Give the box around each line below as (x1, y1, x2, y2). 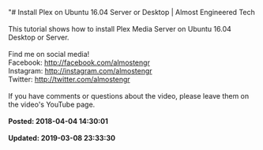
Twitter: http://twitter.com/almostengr (8, 75, 130, 84)
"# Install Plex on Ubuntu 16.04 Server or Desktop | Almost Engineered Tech (8, 8, 255, 17)
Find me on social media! (8, 50, 90, 58)
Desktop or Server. (8, 32, 70, 42)
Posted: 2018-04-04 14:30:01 (8, 117, 108, 126)
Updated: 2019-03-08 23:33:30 (8, 133, 116, 142)
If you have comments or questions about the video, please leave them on (8, 92, 250, 100)
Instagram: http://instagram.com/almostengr (8, 66, 152, 75)
